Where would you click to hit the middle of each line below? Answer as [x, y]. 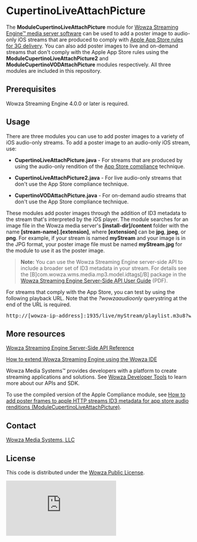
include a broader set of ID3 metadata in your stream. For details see [103, 268]
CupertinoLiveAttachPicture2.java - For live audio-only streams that [98, 178]
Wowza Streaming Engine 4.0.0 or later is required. [67, 103]
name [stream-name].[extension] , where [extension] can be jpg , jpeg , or [96, 232]
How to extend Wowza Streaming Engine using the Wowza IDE [81, 359]
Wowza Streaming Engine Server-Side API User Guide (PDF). [94, 280]
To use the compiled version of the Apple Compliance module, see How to [96, 394]
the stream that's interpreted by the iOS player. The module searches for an [97, 219]
